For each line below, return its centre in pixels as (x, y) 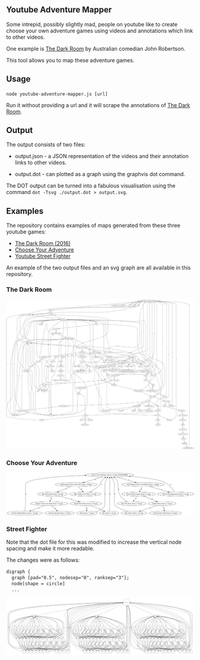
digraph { (19, 571)
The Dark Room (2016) (43, 243)
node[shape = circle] (39, 583)
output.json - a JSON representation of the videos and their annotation (102, 156)
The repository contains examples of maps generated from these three (93, 225)
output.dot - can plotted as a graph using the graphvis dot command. (100, 174)
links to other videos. (41, 163)
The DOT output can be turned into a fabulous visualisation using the (91, 186)
